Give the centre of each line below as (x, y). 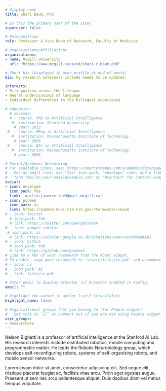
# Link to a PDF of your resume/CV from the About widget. (67, 255)
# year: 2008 (27, 155)
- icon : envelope (23, 186)
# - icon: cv (19, 264)
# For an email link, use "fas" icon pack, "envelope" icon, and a (78, 173)
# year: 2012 (27, 127)
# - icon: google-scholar (32, 228)
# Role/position (22, 37)
